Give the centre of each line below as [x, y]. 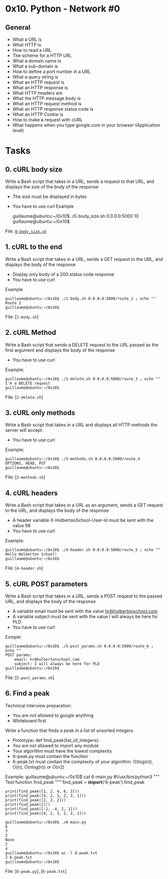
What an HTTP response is [40, 88]
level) [18, 130]
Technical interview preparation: [38, 705]
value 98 [22, 526]
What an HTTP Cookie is [38, 114]
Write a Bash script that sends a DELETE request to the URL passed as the [82, 345]
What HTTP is [27, 45]
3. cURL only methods [40, 413]
